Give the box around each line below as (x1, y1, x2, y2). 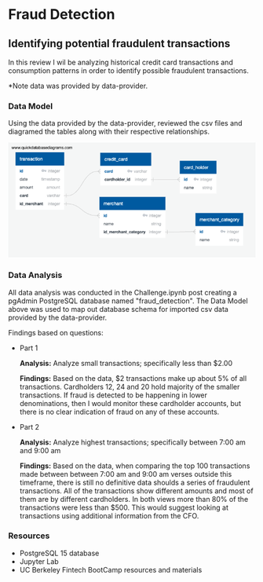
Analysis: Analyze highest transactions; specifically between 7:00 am (19, 437, 246, 447)
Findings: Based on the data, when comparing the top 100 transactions (19, 461, 250, 470)
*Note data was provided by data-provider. (8, 81, 148, 90)
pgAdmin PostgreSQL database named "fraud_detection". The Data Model (8, 296, 249, 306)
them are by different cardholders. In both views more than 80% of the (19, 494, 249, 503)
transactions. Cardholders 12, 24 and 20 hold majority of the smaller (19, 382, 240, 391)
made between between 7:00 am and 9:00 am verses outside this (19, 469, 232, 478)
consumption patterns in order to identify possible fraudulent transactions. (8, 66, 249, 75)
